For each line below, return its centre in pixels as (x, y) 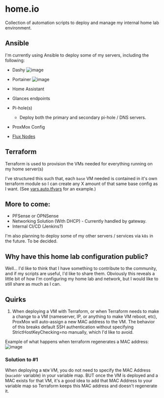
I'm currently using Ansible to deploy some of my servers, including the (77, 55)
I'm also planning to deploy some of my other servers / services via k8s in (79, 236)
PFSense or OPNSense (35, 216)
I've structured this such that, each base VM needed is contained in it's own (81, 178)
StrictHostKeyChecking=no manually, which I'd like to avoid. (73, 332)
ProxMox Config (28, 127)
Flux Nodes (24, 136)
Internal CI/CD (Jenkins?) (38, 226)
